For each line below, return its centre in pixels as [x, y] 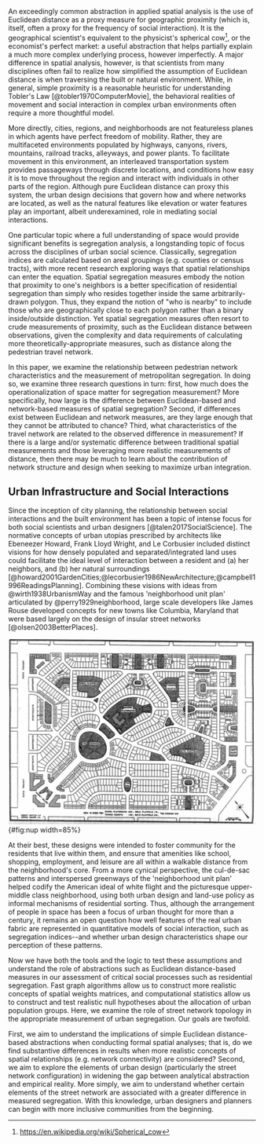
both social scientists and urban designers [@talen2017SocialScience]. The [130, 527]
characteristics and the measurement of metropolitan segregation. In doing [130, 375]
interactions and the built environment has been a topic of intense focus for [130, 519]
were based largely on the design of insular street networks [104, 619]
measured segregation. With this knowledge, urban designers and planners [130, 1101]
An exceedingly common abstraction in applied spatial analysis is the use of [131, 11]
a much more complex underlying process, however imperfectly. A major [126, 54]
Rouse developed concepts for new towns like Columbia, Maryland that [123, 611]
